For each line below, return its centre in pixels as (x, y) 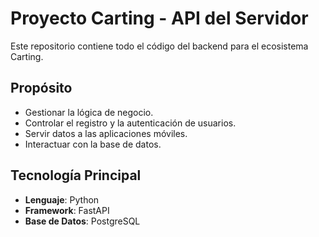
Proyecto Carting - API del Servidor (159, 18)
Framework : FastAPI (67, 210)
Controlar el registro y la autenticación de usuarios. (130, 123)
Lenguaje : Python (62, 199)
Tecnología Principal (76, 175)
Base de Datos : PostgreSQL (82, 221)
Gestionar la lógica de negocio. (89, 112)
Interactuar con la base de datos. (93, 144)
